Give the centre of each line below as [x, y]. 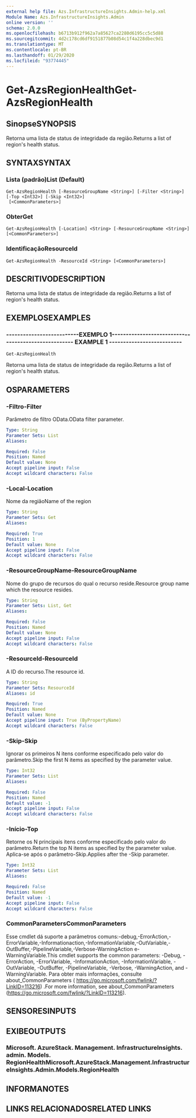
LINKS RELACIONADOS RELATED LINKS [79, 1109]
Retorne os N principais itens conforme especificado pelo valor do [86, 842]
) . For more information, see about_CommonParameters [107, 986]
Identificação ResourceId [42, 249]
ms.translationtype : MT [35, 45]
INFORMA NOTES [37, 1089]
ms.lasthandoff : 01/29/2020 [40, 55]
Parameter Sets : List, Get [39, 606]
